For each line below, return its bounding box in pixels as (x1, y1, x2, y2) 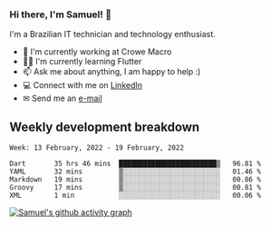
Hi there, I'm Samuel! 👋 (9, 8, 111, 21)
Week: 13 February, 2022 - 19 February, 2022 (9, 143, 184, 153)
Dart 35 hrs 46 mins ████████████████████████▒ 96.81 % (9, 159, 261, 169)
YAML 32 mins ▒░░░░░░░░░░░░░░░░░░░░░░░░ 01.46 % (9, 167, 261, 176)
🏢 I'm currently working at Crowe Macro (22, 46, 172, 57)
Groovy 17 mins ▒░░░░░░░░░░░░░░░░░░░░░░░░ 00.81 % (9, 183, 261, 192)
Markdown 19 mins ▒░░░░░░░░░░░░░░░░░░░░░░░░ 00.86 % (9, 175, 261, 184)
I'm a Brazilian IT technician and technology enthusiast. (9, 29, 216, 40)
